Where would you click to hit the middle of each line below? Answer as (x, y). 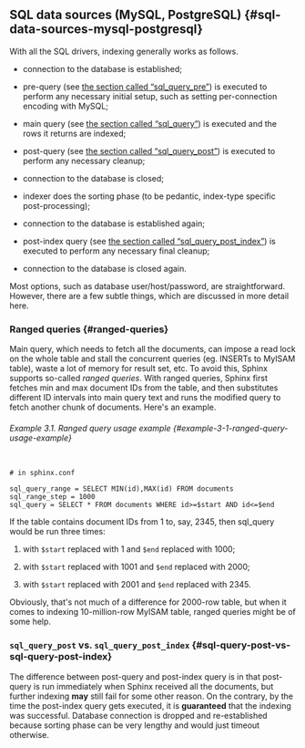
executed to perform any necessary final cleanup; (116, 251)
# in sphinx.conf (42, 473)
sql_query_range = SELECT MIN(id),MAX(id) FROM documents (122, 489)
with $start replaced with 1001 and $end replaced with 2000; (136, 567)
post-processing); (56, 205)
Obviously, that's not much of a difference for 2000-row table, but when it (148, 602)
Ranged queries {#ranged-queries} (89, 329)
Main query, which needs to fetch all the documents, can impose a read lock (152, 349)
